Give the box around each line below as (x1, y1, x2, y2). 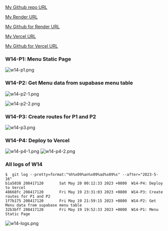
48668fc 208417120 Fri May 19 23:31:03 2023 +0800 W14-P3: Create (5, 190, 163, 195)
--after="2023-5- (122, 172, 158, 177)
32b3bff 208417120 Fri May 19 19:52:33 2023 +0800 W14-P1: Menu (5, 207, 158, 212)
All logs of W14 (5, 161, 43, 168)
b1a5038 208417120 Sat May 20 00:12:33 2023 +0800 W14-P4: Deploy (5, 181, 163, 186)
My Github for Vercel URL (5, 43, 58, 49)
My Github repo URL (5, 5, 48, 10)
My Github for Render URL (5, 24, 60, 30)
